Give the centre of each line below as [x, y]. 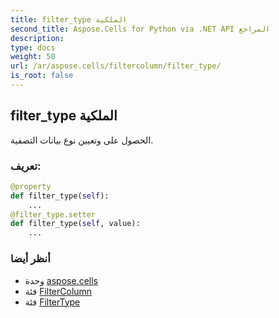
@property [31, 186]
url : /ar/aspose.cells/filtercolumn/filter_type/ [116, 66]
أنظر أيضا [30, 259]
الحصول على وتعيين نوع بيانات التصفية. [82, 140]
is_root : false [42, 76]
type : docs [33, 47]
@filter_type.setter [53, 214]
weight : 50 [33, 57]
